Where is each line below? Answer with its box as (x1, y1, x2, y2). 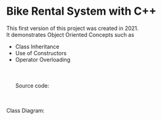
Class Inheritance (15, 43, 60, 50)
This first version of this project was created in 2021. (6, 24, 139, 32)
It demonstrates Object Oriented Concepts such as (6, 31, 134, 38)
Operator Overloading (15, 56, 70, 63)
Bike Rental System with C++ (6, 4, 157, 18)
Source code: (15, 81, 50, 89)
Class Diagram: (6, 107, 45, 114)
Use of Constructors (15, 49, 67, 56)
